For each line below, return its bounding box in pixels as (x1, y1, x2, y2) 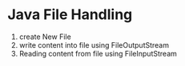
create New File (18, 32, 71, 41)
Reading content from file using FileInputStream (18, 49, 178, 58)
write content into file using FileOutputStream (18, 40, 170, 49)
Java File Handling (7, 6, 133, 24)
